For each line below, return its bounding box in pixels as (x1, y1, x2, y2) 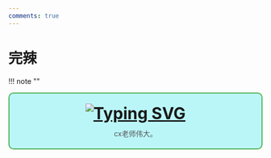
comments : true (8, 11, 60, 20)
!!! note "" (8, 76, 40, 85)
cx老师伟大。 (114, 128, 157, 138)
